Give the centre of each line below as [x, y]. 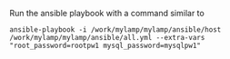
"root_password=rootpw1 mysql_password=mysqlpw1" [105, 45]
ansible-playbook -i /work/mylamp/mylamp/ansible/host [115, 30]
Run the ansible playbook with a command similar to [107, 13]
